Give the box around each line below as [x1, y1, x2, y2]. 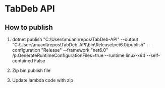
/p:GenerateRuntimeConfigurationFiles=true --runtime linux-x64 [12, 52, 146, 58]
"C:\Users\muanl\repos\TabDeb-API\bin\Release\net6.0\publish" [12, 42, 146, 48]
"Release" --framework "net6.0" [41, 47, 108, 53]
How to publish [5, 23, 53, 32]
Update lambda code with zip [12, 77, 74, 83]
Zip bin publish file [12, 67, 51, 73]
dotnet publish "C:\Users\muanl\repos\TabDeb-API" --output [12, 36, 138, 42]
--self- [146, 52, 160, 58]
